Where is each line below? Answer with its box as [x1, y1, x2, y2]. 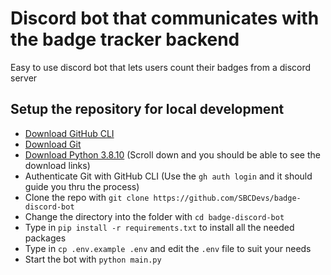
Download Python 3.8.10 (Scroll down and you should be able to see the [24, 148, 321, 161]
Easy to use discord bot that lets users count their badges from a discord [10, 61, 312, 73]
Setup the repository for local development [10, 101, 285, 118]
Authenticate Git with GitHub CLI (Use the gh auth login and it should [24, 170, 313, 182]
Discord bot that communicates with [10, 7, 320, 30]
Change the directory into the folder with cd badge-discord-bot [24, 210, 285, 222]
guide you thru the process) [24, 180, 140, 192]
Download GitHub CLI [24, 127, 115, 139]
